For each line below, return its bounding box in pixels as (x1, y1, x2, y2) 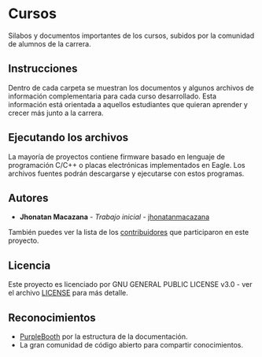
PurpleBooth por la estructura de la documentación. (19, 332, 188, 341)
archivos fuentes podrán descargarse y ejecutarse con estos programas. (8, 169, 245, 178)
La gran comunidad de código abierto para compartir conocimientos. (19, 340, 244, 349)
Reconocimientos (8, 311, 96, 324)
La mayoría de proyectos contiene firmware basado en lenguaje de (8, 151, 226, 162)
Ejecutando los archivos (8, 131, 129, 144)
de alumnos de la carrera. (8, 39, 92, 48)
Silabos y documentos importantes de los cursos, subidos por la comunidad (8, 31, 255, 40)
